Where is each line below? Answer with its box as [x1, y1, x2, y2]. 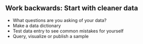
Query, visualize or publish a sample [12, 33, 89, 39]
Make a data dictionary [12, 22, 61, 28]
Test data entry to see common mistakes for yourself [12, 27, 124, 34]
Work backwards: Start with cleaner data [5, 4, 138, 12]
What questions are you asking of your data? [12, 17, 107, 23]
